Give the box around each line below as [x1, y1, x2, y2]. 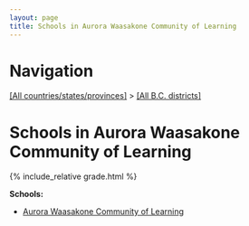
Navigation [9, 61, 93, 81]
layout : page [9, 13, 59, 23]
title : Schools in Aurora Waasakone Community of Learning [9, 22, 237, 31]
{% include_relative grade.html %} [9, 171, 138, 182]
